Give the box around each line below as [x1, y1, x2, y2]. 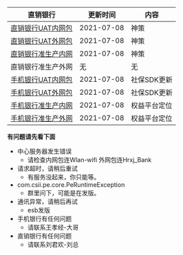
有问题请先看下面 [7, 133, 56, 140]
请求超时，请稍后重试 [17, 164, 78, 173]
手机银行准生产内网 [10, 101, 74, 110]
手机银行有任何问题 [17, 214, 72, 223]
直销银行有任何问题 [17, 232, 72, 240]
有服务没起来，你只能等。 [27, 173, 100, 181]
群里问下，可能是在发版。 [27, 189, 100, 197]
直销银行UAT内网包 [10, 23, 73, 33]
